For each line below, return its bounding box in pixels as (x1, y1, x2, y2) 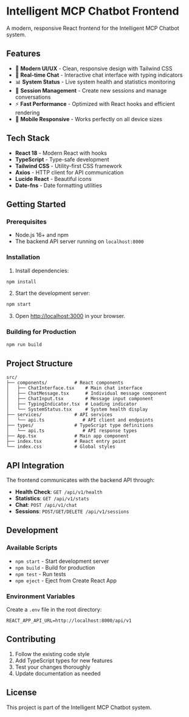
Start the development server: (15, 289, 91, 297)
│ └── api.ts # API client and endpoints (6, 417, 154, 423)
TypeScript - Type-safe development (15, 155, 109, 163)
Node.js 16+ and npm (15, 231, 69, 239)
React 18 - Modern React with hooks (15, 149, 108, 157)
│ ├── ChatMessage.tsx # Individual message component (6, 390, 167, 397)
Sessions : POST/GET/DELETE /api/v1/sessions (15, 507, 129, 515)
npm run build (6, 341, 43, 348)
